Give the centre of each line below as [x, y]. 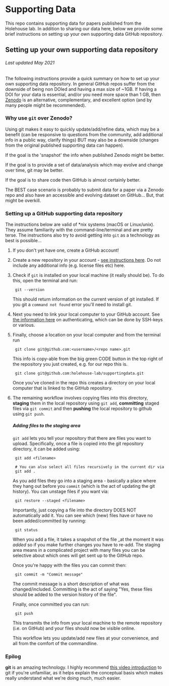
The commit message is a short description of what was [71, 584]
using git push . [29, 414]
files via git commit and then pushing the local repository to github [82, 409]
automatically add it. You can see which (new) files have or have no [82, 516]
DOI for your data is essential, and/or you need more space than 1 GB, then [83, 94]
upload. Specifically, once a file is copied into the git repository [78, 444]
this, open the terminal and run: [45, 280]
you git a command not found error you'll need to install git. [72, 305]
